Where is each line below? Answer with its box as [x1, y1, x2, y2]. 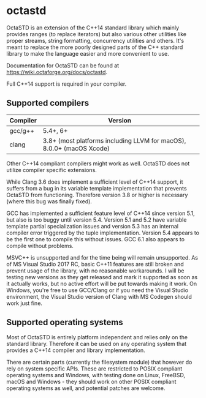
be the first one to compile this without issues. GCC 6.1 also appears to [6, 235, 185, 242]
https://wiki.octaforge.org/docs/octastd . [6, 68, 108, 75]
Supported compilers [6, 98, 90, 108]
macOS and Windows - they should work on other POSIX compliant [6, 378, 177, 385]
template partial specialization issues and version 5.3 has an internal [6, 222, 179, 230]
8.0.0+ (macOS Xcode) [42, 144, 110, 152]
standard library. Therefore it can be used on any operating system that [6, 340, 187, 347]
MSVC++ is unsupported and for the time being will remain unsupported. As [6, 253, 198, 261]
